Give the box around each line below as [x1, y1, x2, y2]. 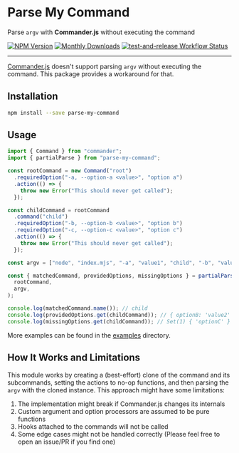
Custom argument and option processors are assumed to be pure [17, 407, 210, 415]
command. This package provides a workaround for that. [7, 69, 174, 78]
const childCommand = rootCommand [7, 207, 110, 214]
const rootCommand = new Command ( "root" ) [7, 167, 132, 175]
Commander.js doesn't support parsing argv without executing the [7, 62, 202, 71]
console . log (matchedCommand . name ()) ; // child [7, 305, 148, 312]
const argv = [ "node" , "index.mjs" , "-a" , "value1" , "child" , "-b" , [7, 259, 215, 266]
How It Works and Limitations [7, 352, 141, 364]
